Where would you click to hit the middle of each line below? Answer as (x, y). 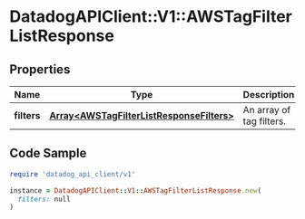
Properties (40, 69)
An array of (267, 110)
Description (269, 95)
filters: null (44, 199)
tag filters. (265, 121)
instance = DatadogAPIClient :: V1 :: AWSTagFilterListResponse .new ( (135, 190)
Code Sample (48, 153)
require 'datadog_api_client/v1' (73, 174)
